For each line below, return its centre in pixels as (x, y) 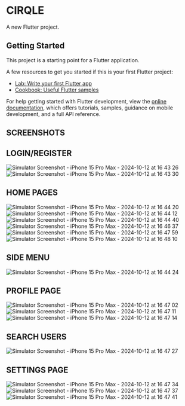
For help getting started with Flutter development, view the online (87, 101)
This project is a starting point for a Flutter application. (73, 60)
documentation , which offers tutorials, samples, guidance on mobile (90, 108)
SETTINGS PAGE (37, 370)
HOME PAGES (32, 193)
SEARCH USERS (36, 336)
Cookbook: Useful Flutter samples (57, 90)
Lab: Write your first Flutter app (53, 83)
